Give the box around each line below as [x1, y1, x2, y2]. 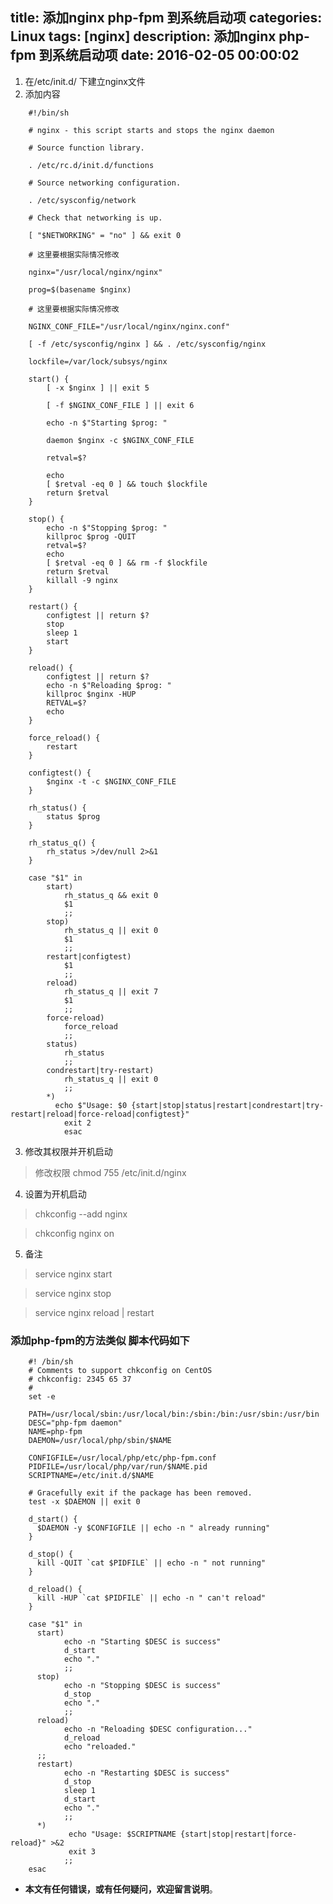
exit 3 [68, 1847, 97, 1857]
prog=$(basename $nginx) [28, 284, 132, 295]
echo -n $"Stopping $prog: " [46, 523, 168, 533]
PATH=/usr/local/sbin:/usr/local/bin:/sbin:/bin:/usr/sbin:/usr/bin [28, 1409, 320, 1420]
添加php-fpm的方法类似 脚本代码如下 [10, 1333, 190, 1347]
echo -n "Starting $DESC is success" [63, 1637, 222, 1647]
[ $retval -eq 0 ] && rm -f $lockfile [46, 558, 208, 568]
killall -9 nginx [46, 575, 118, 585]
